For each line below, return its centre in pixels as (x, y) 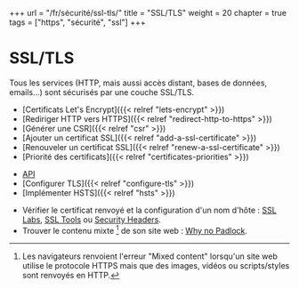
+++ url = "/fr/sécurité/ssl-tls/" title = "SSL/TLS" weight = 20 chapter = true (148, 13)
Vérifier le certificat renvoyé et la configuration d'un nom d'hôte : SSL (149, 210)
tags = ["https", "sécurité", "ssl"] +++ (77, 22)
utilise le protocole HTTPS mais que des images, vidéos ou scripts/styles (156, 265)
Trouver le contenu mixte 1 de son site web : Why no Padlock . (134, 229)
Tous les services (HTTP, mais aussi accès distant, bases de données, (138, 83)
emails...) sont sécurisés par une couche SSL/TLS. (102, 92)
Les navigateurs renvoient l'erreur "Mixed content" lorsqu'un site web (150, 256)
